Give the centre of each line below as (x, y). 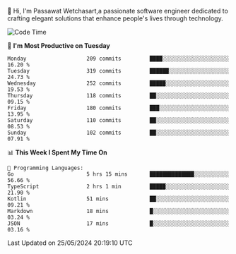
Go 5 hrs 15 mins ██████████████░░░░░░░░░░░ (118, 174)
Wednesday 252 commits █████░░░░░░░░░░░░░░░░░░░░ (118, 83)
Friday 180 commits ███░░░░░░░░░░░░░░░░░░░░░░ (118, 108)
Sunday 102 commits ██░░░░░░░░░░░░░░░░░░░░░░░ (118, 133)
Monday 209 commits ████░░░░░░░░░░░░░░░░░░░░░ (118, 59)
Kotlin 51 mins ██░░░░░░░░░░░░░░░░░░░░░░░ (118, 199)
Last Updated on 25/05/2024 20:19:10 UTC (70, 243)
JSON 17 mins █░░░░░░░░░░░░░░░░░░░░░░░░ (118, 224)
